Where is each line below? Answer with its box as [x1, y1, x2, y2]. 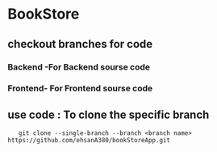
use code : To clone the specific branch [7, 108, 210, 121]
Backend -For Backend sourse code [7, 61, 151, 73]
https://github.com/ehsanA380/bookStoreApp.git [7, 137, 171, 145]
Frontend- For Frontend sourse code [7, 82, 153, 94]
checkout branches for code [7, 37, 153, 51]
